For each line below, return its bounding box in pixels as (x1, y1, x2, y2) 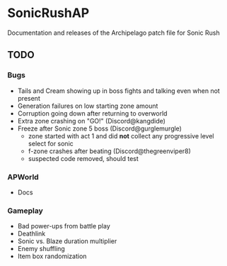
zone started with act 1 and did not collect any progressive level (28, 131, 214, 140)
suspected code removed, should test (28, 154, 139, 162)
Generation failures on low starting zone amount (17, 101, 158, 110)
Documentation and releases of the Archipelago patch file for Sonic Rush (7, 28, 221, 37)
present (17, 94, 40, 102)
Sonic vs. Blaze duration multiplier (17, 237, 117, 245)
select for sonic (28, 139, 74, 148)
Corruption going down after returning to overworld (17, 109, 168, 118)
